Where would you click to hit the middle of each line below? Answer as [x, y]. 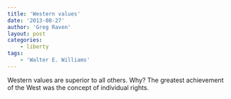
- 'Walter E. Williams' [55, 60]
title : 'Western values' [44, 14]
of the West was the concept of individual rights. [78, 87]
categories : [25, 40]
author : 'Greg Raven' [39, 27]
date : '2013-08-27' [36, 21]
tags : [15, 54]
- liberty [35, 47]
